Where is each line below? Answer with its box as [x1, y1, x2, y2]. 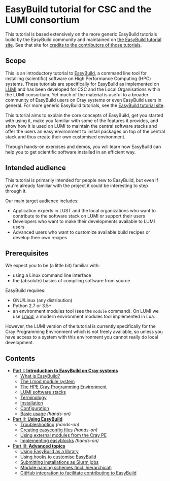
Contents [5, 354, 36, 363]
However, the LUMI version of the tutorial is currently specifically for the [5, 323, 156, 329]
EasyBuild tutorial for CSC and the [5, 4, 152, 15]
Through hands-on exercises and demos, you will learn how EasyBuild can [5, 143, 161, 150]
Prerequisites [5, 249, 49, 257]
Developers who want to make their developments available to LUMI [12, 218, 155, 224]
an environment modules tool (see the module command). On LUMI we [12, 308, 159, 314]
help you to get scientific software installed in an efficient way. [5, 149, 136, 155]
